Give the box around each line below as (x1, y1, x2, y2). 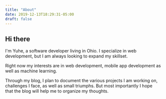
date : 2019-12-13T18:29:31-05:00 (5, 12, 74, 17)
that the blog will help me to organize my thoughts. (5, 88, 109, 94)
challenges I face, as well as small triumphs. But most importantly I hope (5, 83, 153, 89)
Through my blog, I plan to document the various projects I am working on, (5, 78, 158, 84)
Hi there (5, 35, 31, 43)
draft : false (5, 16, 32, 21)
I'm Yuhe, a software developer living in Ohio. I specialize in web (5, 48, 137, 54)
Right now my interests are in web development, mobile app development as (5, 63, 161, 69)
